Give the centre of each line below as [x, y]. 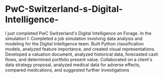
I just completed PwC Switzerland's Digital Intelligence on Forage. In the [78, 33]
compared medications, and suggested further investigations [67, 70]
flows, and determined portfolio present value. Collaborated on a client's [79, 59]
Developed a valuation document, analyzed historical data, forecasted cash [82, 54]
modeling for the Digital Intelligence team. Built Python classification [75, 43]
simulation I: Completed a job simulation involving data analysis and [74, 39]
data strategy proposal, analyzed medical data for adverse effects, [73, 65]
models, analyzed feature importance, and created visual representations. [80, 49]
